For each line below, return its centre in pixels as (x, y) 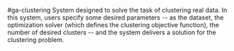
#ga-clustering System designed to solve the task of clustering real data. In (117, 10)
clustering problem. (36, 40)
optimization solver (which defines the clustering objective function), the (113, 25)
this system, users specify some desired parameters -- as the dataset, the (116, 17)
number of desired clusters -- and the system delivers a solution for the (112, 32)
